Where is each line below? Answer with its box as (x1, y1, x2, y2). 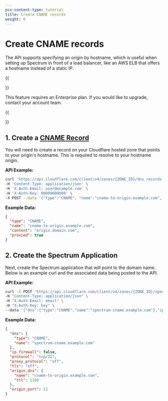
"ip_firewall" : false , (9, 349, 57, 355)
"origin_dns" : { (9, 368, 43, 373)
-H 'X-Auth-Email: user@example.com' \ (5, 186, 88, 191)
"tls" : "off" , (9, 363, 39, 368)
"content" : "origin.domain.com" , (9, 228, 79, 233)
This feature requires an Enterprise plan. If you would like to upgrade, (5, 94, 148, 100)
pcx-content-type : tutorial (5, 7, 64, 12)
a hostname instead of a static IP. (5, 65, 74, 71)
